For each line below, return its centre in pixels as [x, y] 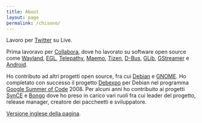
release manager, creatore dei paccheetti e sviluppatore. [77, 102]
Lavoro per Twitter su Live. [39, 40]
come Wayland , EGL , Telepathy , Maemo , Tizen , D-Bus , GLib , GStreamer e [98, 58]
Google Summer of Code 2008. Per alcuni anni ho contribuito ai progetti [96, 89]
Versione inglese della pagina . [44, 114]
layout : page [23, 17]
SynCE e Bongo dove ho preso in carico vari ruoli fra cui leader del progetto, [101, 96]
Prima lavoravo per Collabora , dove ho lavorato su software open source [96, 52]
